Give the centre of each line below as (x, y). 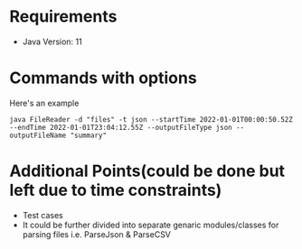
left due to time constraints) (116, 190)
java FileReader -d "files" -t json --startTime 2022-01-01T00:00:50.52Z (151, 119)
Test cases (42, 215)
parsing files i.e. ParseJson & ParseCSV (97, 234)
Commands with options (103, 78)
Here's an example (44, 103)
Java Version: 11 (52, 41)
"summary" (88, 135)
